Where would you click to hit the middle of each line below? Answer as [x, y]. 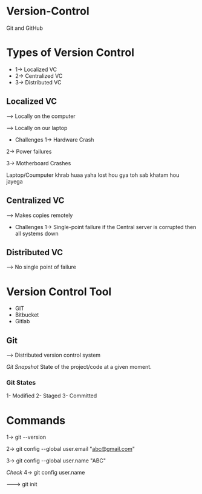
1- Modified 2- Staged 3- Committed [52, 396]
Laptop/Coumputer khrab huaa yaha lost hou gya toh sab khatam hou [93, 175]
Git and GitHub [25, 28]
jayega [15, 181]
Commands [36, 420]
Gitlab [22, 321]
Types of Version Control [70, 53]
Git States [21, 382]
